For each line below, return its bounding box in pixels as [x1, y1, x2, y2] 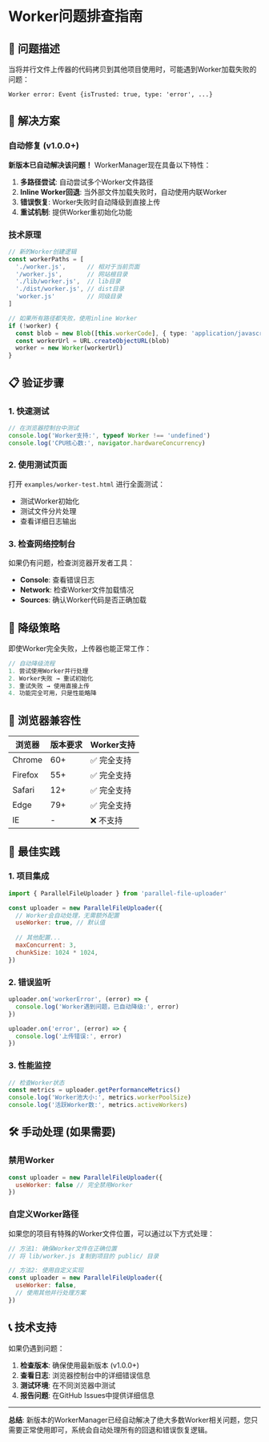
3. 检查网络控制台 [8, 538, 76, 549]
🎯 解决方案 [8, 114, 60, 128]
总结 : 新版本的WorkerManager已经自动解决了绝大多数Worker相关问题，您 [8, 1415, 251, 1424]
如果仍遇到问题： [8, 1343, 65, 1353]
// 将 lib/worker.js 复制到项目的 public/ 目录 [8, 1252, 159, 1260]
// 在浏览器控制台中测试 [8, 424, 79, 432]
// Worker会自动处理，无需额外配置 [15, 911, 120, 919]
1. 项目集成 [8, 870, 50, 882]
